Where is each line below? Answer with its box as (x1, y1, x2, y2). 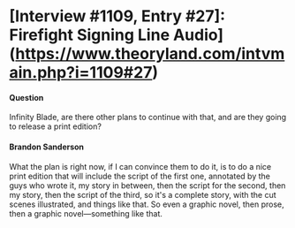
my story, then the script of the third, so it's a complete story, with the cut (9, 189, 276, 200)
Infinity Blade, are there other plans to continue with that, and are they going (9, 112, 287, 123)
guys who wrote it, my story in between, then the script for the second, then (9, 179, 286, 191)
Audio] (172, 25, 223, 45)
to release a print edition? (9, 121, 102, 132)
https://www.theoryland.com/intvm (15, 44, 285, 64)
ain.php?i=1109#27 (9, 63, 153, 83)
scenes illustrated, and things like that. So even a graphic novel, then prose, (9, 199, 284, 209)
